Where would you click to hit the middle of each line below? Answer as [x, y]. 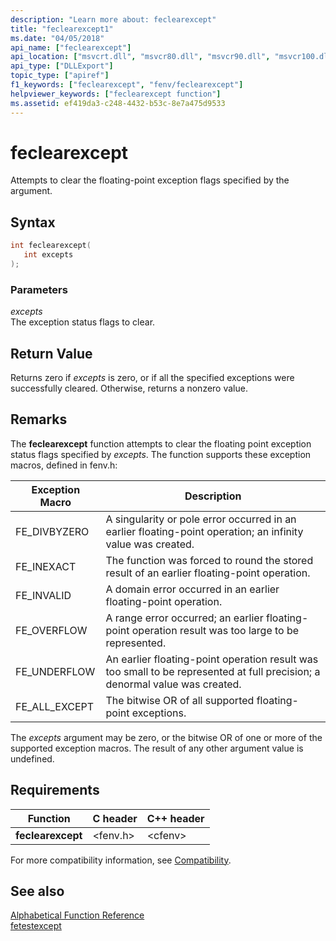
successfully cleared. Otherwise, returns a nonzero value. [129, 388]
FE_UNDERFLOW [55, 671]
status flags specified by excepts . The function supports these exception [161, 454]
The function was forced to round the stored [209, 560]
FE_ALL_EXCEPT [55, 706]
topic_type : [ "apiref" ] [60, 76]
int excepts [48, 255]
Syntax [33, 222]
